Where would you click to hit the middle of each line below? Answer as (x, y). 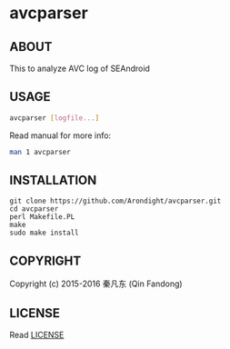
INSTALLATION (53, 180)
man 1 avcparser (40, 152)
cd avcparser (34, 209)
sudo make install (44, 233)
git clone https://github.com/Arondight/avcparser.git (115, 201)
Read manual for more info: (60, 135)
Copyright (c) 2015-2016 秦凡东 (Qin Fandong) (96, 284)
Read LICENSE (37, 335)
